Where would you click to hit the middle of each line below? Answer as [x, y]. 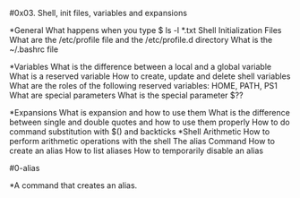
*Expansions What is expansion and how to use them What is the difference [150, 112]
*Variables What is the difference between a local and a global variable [140, 67]
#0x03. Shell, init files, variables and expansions [99, 13]
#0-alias [25, 168]
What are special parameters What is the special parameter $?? [126, 95]
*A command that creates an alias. [73, 185]
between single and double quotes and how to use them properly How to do [150, 122]
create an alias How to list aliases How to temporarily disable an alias [137, 151]
